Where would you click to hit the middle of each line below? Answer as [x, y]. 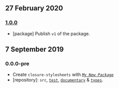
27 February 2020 [34, 8]
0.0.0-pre [17, 64]
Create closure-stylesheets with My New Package [63, 74]
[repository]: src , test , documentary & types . [58, 80]
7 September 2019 [35, 50]
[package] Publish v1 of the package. [51, 33]
